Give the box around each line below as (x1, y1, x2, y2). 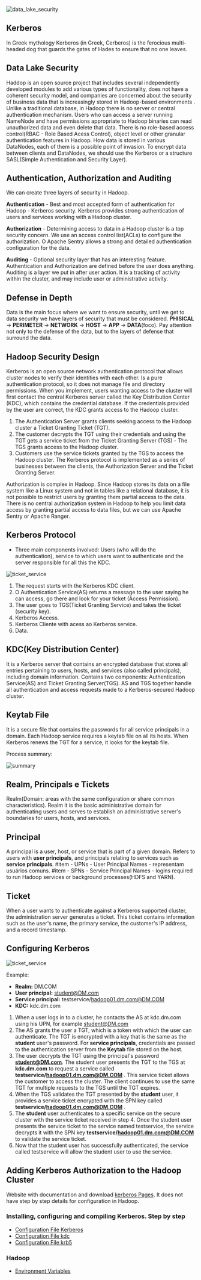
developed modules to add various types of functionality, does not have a (6, 85, 188, 93)
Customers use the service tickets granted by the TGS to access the (14, 450, 184, 457)
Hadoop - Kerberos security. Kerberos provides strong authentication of (6, 207, 185, 214)
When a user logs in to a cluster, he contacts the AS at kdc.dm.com (14, 1013, 181, 1021)
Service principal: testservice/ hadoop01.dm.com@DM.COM (14, 995, 165, 1002)
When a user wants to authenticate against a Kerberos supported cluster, (6, 907, 187, 914)
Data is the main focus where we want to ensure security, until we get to (6, 309, 185, 316)
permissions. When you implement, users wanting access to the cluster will (6, 387, 193, 394)
